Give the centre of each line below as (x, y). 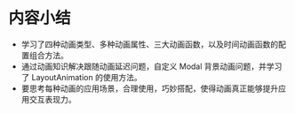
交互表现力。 (52, 99)
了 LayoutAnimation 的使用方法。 (82, 77)
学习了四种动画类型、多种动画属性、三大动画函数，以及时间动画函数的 (150, 44)
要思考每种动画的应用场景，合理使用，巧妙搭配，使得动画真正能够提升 (150, 88)
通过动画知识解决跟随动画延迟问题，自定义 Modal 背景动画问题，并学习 (151, 66)
